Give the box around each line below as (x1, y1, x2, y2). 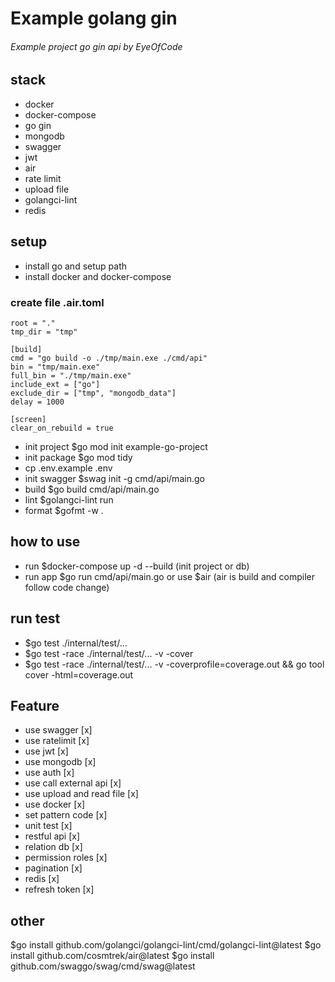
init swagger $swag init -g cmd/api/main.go (24, 472, 205, 484)
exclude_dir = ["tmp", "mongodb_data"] (10, 388, 177, 398)
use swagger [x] (24, 724, 93, 736)
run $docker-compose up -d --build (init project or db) (24, 560, 250, 572)
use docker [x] (24, 798, 86, 811)
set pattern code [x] (24, 809, 108, 821)
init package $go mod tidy (24, 451, 133, 463)
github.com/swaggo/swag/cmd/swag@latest (10, 960, 196, 972)
